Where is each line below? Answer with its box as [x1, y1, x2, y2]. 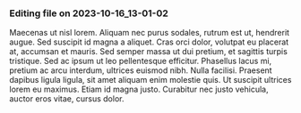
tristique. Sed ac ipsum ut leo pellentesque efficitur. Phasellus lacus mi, [9, 56, 272, 67]
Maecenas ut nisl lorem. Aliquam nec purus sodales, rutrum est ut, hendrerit [9, 28, 289, 38]
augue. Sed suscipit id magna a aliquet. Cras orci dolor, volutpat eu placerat [9, 36, 289, 47]
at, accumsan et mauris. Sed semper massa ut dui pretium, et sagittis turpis [9, 46, 288, 57]
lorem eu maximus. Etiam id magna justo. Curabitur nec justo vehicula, [9, 84, 269, 95]
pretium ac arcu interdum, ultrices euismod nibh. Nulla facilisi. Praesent [9, 65, 272, 76]
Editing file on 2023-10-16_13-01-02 [9, 7, 168, 20]
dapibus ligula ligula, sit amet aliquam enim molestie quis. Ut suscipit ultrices [9, 75, 292, 85]
